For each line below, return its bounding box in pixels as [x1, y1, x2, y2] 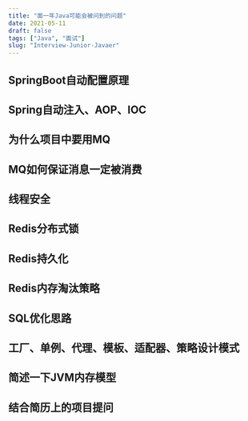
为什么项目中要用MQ [8, 133, 110, 147]
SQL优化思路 [8, 311, 72, 325]
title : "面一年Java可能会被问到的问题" [8, 11, 126, 20]
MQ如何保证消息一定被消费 [8, 162, 142, 176]
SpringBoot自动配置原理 [8, 73, 130, 87]
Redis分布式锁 [8, 222, 79, 236]
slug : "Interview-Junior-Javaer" [8, 42, 120, 50]
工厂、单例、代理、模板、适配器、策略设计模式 [8, 342, 240, 355]
